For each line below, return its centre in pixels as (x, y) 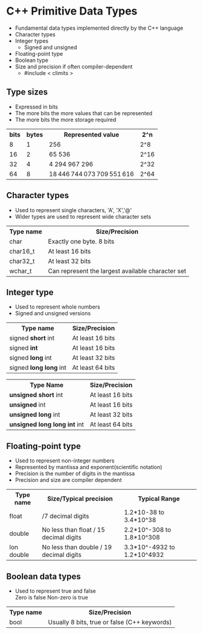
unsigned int (27, 405)
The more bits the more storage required (66, 119)
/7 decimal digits (66, 516)
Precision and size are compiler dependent (68, 480)
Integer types (32, 41)
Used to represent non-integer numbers (65, 461)
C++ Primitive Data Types (72, 11)
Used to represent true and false (56, 591)
